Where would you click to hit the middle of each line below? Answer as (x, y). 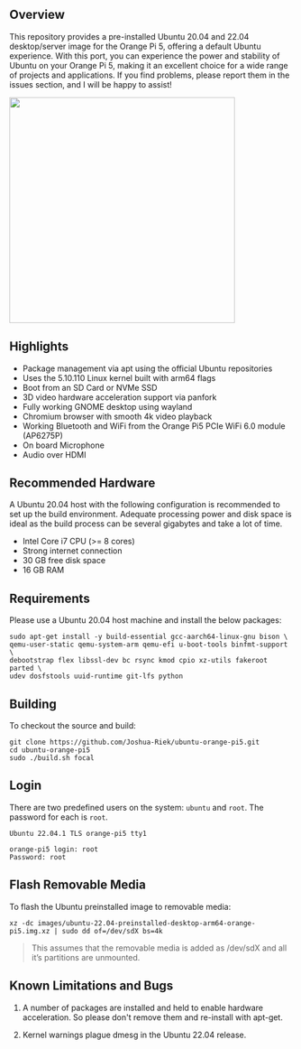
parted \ (26, 668)
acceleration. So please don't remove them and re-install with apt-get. (153, 1017)
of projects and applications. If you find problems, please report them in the (150, 75)
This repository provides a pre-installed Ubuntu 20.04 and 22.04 (129, 36)
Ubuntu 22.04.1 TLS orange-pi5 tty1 (78, 833)
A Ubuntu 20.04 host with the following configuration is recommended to (145, 505)
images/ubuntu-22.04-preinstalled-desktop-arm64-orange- (146, 923)
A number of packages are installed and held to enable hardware (143, 1007)
